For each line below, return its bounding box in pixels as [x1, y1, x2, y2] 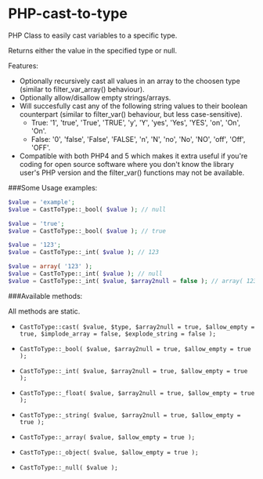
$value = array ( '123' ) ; [8, 263, 92, 270]
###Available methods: [8, 291, 83, 300]
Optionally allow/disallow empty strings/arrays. [19, 93, 171, 102]
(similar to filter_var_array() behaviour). [19, 84, 145, 94]
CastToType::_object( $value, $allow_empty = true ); [19, 448, 199, 456]
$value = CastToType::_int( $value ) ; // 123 [8, 249, 159, 256]
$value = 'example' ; [8, 198, 76, 206]
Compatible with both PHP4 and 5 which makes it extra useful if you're [19, 151, 248, 161]
